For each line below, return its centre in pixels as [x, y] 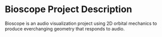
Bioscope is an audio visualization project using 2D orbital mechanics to [81, 23]
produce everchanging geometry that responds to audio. [65, 28]
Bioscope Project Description [68, 9]
